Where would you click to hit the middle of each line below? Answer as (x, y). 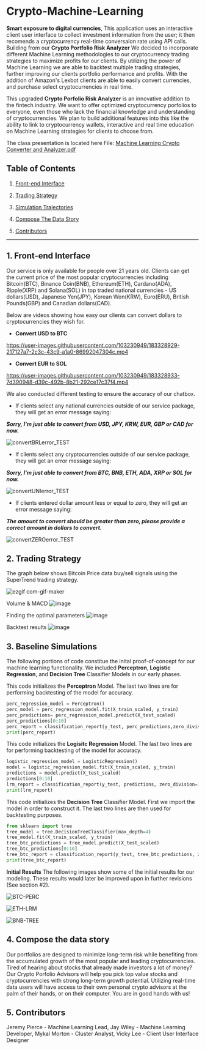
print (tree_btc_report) (37, 860)
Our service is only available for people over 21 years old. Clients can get (98, 270)
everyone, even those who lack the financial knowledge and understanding (101, 111)
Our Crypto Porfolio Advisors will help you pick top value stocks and (92, 974)
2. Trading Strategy (44, 558)
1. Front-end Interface (49, 256)
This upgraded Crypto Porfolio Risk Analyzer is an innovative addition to (98, 99)
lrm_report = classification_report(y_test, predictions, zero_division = (102, 784)
